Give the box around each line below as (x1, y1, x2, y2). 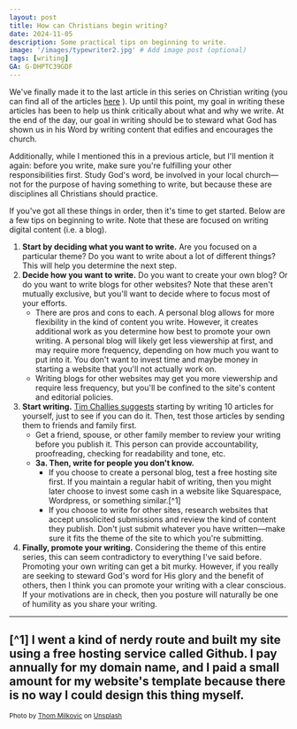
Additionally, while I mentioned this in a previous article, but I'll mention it (9, 150, 274, 161)
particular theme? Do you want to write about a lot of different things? (21, 250, 276, 261)
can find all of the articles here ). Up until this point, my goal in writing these (9, 96, 286, 106)
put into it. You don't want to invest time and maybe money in (34, 354, 259, 364)
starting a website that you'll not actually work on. (34, 364, 217, 374)
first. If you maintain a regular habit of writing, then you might (48, 476, 272, 487)
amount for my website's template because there (9, 674, 286, 689)
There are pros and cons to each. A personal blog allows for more (34, 307, 275, 318)
